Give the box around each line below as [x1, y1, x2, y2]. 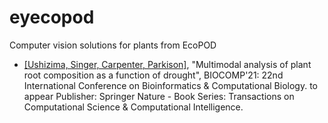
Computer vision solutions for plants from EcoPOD [9, 39, 217, 51]
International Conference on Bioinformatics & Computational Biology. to [23, 79, 318, 91]
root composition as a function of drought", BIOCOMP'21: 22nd [23, 69, 284, 81]
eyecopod [9, 6, 95, 29]
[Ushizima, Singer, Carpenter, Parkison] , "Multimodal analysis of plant [23, 58, 312, 70]
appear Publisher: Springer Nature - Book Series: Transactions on [23, 90, 295, 102]
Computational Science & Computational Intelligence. [23, 101, 244, 113]
